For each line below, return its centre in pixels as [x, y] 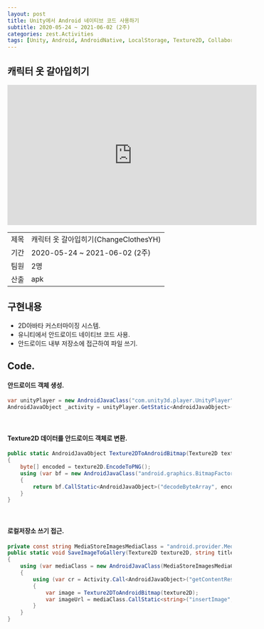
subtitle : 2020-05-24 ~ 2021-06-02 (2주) [69, 27]
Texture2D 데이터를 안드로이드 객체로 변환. [68, 438]
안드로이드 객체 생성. [36, 385]
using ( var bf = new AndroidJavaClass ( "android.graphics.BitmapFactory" [130, 473]
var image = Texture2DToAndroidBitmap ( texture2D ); [122, 593]
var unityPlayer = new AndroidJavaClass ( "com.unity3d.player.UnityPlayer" [121, 401]
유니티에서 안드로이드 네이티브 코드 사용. [74, 334]
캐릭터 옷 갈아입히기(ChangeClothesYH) [96, 239]
